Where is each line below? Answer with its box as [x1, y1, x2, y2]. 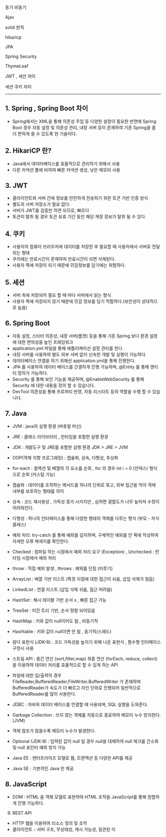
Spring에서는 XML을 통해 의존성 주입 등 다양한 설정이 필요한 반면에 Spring [12, 118, 157, 124]
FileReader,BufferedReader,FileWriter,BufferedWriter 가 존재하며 [12, 678, 141, 684]
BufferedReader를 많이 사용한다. [12, 691, 77, 697]
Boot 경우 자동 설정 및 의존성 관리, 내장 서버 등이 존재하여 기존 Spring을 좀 [12, 124, 156, 130]
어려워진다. [12, 505, 34, 511]
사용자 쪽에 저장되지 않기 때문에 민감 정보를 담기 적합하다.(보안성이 [12, 298, 141, 304]
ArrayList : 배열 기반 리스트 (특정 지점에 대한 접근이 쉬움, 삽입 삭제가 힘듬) [12, 576, 155, 582]
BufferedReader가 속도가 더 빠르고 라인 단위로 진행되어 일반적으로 [12, 685, 141, 691]
